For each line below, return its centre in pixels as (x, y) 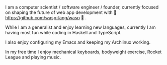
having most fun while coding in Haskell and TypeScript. (63, 32)
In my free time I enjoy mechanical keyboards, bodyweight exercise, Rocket (83, 52)
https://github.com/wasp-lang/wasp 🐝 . (46, 18)
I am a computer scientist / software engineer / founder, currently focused (82, 7)
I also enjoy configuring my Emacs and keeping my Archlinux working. (78, 42)
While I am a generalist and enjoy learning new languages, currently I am (80, 27)
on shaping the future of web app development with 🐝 (61, 12)
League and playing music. (33, 57)
